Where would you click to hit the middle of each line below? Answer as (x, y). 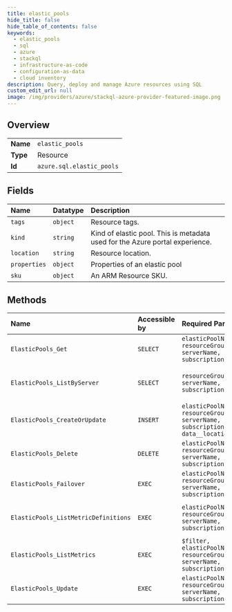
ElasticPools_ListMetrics (53, 555)
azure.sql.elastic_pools (78, 166)
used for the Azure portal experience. (151, 241)
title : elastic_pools (38, 13)
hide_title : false (33, 20)
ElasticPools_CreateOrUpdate (58, 420)
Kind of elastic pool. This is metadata (151, 233)
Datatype (68, 210)
